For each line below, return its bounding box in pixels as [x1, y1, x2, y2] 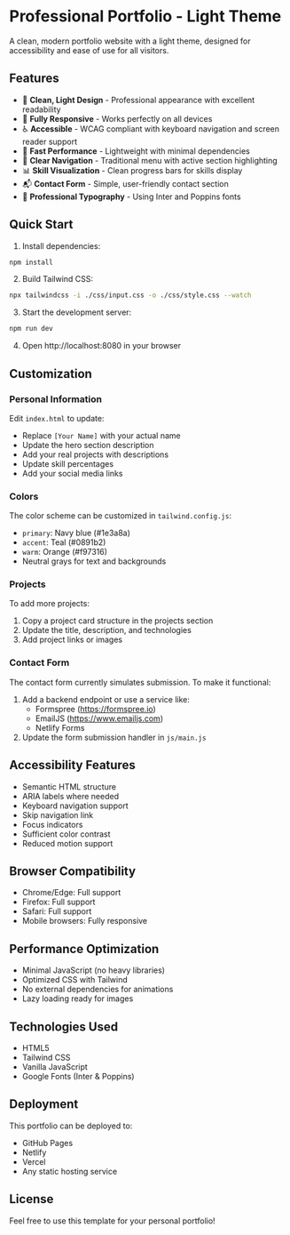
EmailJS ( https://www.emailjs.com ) [35, 713, 164, 724]
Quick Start [9, 217, 74, 232]
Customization [9, 366, 93, 381]
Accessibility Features [9, 758, 136, 773]
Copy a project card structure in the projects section [21, 615, 214, 626]
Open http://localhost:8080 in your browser [21, 341, 182, 351]
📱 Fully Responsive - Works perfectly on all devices [21, 113, 213, 124]
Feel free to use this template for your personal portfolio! [9, 1215, 216, 1226]
